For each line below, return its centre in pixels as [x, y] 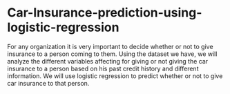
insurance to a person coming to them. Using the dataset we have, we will [112, 54]
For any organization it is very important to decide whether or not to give [110, 46]
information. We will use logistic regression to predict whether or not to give [115, 76]
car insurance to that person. [48, 83]
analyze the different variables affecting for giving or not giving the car [108, 61]
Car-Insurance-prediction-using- [105, 13]
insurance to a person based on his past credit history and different [103, 68]
